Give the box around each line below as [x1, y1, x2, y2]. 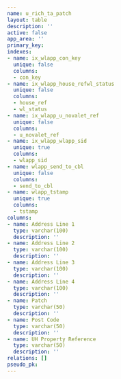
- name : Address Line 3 [7, 259, 75, 266]
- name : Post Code [7, 317, 59, 323]
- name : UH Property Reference [7, 336, 96, 343]
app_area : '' [7, 36, 44, 43]
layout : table [7, 16, 48, 23]
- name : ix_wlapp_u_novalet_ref [7, 112, 99, 119]
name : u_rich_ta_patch [7, 10, 72, 17]
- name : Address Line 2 [7, 240, 75, 247]
